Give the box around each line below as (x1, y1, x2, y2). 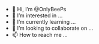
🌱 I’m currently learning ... (11, 18, 76, 25)
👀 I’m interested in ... (11, 12, 63, 19)
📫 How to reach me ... (11, 32, 68, 38)
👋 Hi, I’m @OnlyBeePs (11, 6, 67, 12)
